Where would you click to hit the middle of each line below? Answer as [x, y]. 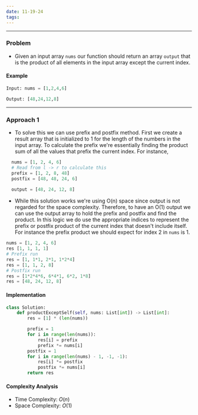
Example [17, 76]
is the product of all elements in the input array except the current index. [102, 62]
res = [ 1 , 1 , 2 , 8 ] [30, 265]
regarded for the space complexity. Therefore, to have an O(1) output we [103, 207]
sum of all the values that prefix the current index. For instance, [92, 152]
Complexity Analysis [32, 386]
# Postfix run [24, 270]
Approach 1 [23, 120]
